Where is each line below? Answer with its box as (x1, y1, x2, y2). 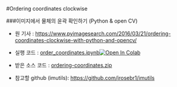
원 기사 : (14, 30, 34, 37)
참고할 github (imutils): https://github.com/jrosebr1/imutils (14, 74, 155, 81)
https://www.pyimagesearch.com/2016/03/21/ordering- (35, 30, 171, 37)
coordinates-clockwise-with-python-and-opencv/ (14, 37, 137, 44)
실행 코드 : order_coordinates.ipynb (14, 49, 100, 56)
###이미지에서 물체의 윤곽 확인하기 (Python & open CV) (6, 17, 138, 24)
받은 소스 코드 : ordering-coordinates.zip (14, 62, 112, 69)
